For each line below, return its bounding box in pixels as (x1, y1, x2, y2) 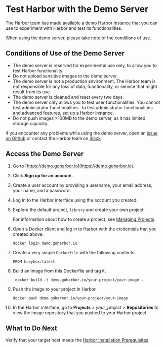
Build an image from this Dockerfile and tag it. (12, 268, 106, 274)
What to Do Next (5, 324, 57, 332)
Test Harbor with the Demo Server (5, 3, 149, 15)
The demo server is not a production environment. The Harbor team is (12, 78, 156, 84)
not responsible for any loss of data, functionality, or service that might (12, 83, 158, 89)
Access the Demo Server (5, 150, 84, 158)
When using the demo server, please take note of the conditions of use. (5, 35, 151, 41)
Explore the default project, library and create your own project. (12, 207, 145, 212)
